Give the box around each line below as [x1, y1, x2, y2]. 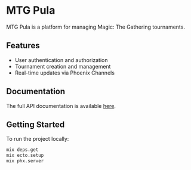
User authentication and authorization [14, 56, 109, 63]
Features [6, 41, 40, 51]
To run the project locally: [6, 135, 69, 143]
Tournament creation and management [14, 63, 111, 70]
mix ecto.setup [6, 153, 44, 159]
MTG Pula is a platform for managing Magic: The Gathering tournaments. [6, 23, 185, 30]
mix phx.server [6, 158, 44, 164]
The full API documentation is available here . [6, 102, 116, 109]
